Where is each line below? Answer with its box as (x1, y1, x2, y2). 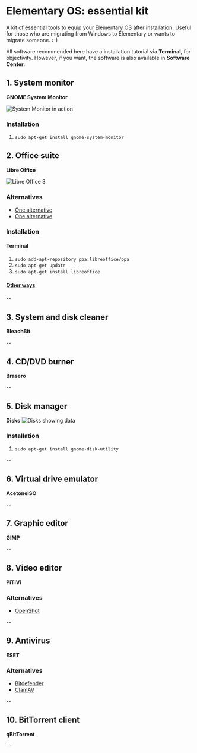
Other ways (6, 281, 36, 289)
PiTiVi (6, 578, 22, 586)
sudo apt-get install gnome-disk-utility (14, 446, 119, 452)
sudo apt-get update (14, 263, 66, 269)
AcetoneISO (6, 490, 37, 497)
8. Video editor (6, 563, 62, 573)
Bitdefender (14, 680, 44, 687)
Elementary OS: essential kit (6, 4, 149, 18)
